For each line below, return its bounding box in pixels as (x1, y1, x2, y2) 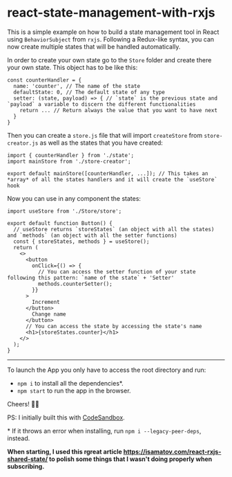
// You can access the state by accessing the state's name (25, 323, 202, 330)
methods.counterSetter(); (37, 280, 113, 287)
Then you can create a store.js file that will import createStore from (7, 131, 202, 139)
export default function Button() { (7, 219, 113, 226)
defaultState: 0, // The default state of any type (13, 89, 166, 96)
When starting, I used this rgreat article (7, 447, 122, 456)
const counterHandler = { (7, 76, 81, 84)
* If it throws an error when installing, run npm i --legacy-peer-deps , (7, 426, 202, 435)
